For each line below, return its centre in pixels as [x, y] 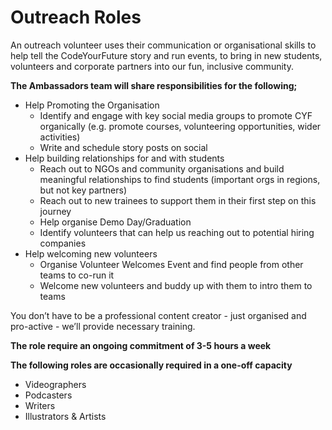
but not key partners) [83, 190]
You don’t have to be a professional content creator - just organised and [158, 315]
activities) [60, 137]
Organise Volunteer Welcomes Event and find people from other [171, 264]
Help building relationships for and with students [124, 158]
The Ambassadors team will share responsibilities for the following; [154, 85]
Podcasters [48, 395]
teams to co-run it [77, 275]
